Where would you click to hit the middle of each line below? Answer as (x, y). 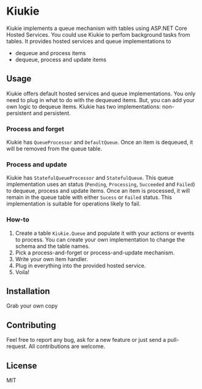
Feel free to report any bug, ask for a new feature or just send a (86, 340)
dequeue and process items (50, 53)
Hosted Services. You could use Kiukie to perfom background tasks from (98, 34)
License (22, 365)
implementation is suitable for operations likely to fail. (73, 204)
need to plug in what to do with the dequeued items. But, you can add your (100, 100)
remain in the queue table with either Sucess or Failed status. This (89, 198)
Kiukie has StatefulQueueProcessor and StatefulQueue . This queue (90, 178)
